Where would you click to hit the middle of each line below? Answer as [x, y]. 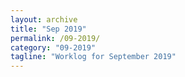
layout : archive [44, 19]
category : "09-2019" [53, 47]
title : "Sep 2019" [48, 29]
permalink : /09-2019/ [55, 38]
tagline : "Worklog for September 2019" [93, 57]
